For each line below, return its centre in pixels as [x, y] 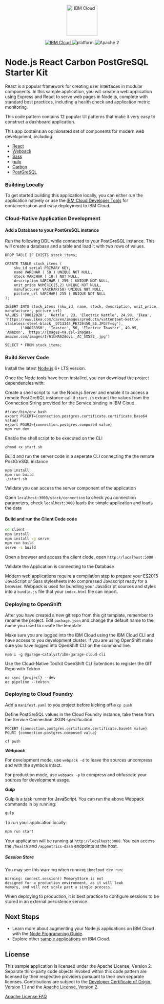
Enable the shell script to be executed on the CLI [54, 438]
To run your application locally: [36, 822]
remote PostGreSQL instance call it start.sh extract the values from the [77, 397]
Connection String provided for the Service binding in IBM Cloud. [70, 403]
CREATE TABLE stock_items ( [34, 264]
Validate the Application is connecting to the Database [60, 566]
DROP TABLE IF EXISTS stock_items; [41, 255]
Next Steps [22, 917]
